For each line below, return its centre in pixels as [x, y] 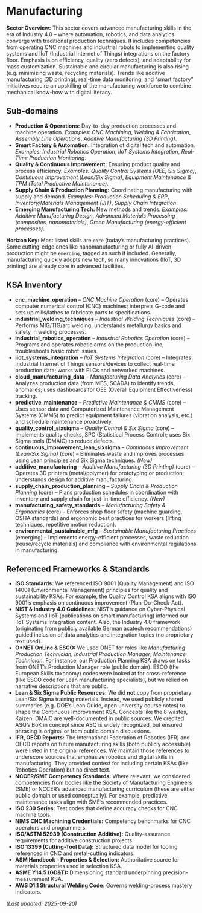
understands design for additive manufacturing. [74, 479]
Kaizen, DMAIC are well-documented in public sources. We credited [99, 718]
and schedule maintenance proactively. [64, 421]
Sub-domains [32, 111]
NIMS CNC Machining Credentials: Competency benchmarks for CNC [103, 821]
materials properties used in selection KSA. [68, 866]
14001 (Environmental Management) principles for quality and [91, 590]
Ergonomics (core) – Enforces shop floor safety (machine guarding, [99, 512]
